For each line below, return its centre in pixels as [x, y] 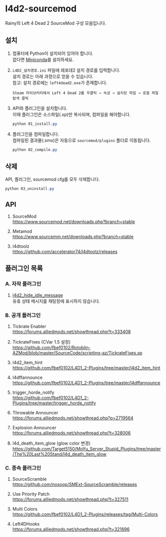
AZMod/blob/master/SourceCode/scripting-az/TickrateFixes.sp [77, 353]
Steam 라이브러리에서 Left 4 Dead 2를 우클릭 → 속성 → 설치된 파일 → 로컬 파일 [85, 93]
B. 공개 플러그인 [23, 315]
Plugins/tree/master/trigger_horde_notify [54, 403]
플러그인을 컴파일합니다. [36, 134]
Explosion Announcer [34, 427]
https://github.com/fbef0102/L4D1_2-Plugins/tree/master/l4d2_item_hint [86, 367]
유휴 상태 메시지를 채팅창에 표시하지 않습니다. [56, 301]
